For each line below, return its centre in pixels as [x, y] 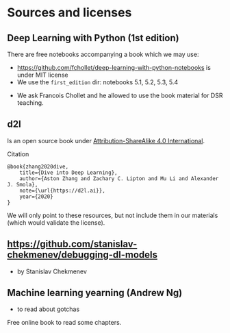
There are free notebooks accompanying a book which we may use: [103, 54]
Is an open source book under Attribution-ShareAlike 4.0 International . [106, 140]
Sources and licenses [69, 13]
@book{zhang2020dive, [38, 166]
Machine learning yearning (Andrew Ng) [95, 293]
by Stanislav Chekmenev [52, 271]
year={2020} [36, 197]
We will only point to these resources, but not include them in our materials [113, 215]
